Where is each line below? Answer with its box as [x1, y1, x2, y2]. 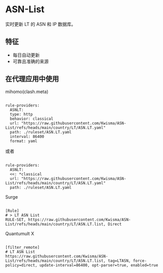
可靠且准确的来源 [12, 58, 49, 64]
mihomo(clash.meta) [5, 88, 48, 95]
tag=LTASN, [107, 258, 131, 263]
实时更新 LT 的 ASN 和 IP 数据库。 [5, 21, 76, 27]
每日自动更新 [12, 52, 40, 58]
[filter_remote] [5, 244, 40, 250]
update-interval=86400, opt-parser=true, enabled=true [39, 262, 158, 268]
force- [132, 258, 147, 263]
